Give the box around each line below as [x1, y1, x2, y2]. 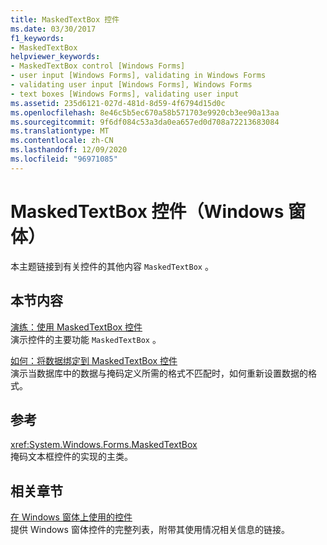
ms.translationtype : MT [10, 126, 110, 136]
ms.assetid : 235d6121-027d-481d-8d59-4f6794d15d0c [10, 98, 226, 108]
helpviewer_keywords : [10, 52, 101, 62]
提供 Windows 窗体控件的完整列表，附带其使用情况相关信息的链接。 [10, 524, 290, 536]
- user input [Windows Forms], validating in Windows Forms [10, 71, 267, 81]
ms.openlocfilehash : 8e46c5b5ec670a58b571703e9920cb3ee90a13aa [10, 107, 280, 118]
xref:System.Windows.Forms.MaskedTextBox [10, 439, 198, 451]
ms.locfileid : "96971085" [10, 154, 118, 164]
